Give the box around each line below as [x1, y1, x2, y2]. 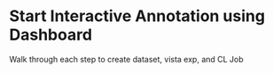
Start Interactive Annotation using [9, 6, 266, 26]
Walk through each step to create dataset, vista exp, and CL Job [9, 54, 244, 64]
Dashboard [9, 25, 93, 45]
